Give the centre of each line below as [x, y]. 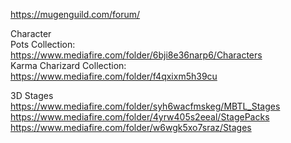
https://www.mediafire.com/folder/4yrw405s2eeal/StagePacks [140, 117]
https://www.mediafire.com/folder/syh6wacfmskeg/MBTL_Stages [145, 106]
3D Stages [32, 95]
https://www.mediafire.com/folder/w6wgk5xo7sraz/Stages [131, 127]
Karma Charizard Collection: [68, 65]
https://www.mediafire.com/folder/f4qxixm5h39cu [114, 76]
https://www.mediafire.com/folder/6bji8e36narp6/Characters [136, 55]
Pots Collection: [43, 44]
